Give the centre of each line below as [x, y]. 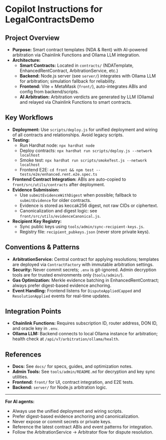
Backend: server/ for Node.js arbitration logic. [60, 387]
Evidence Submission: [36, 190]
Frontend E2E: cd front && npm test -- [60, 169]
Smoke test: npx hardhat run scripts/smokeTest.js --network [83, 160]
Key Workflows [29, 118]
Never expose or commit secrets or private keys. [62, 422]
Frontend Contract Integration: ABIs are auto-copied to [69, 179]
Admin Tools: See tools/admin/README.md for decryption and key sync [84, 372]
